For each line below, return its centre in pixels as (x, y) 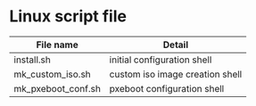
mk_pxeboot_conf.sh (57, 88)
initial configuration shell (161, 60)
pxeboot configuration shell (167, 88)
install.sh (33, 60)
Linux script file (68, 16)
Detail (176, 45)
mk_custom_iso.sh (52, 74)
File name (57, 45)
